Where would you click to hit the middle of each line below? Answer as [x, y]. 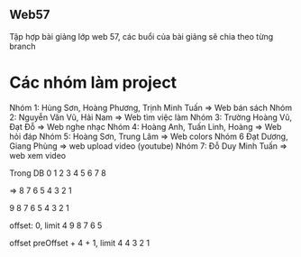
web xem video [37, 155]
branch [23, 46]
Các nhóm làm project [93, 83]
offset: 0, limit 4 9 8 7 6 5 [56, 225]
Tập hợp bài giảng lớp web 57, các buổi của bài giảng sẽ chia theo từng [141, 36]
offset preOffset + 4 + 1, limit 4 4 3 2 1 [80, 243]
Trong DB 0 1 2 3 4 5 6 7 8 [58, 173]
